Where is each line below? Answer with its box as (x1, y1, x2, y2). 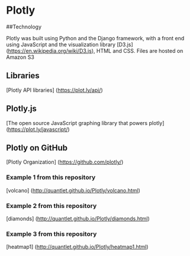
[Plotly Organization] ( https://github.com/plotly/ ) (6, 158, 124, 166)
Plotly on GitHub (6, 143, 68, 153)
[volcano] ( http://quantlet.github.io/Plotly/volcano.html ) (6, 187, 141, 194)
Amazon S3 (6, 53, 34, 60)
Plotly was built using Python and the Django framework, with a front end (6, 34, 185, 41)
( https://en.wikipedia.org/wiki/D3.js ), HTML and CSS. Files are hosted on (6, 47, 183, 54)
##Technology (6, 23, 42, 30)
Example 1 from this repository (6, 173, 96, 181)
